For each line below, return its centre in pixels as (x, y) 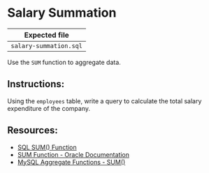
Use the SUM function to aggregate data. (64, 62)
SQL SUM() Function (47, 147)
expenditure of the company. (49, 108)
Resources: (33, 130)
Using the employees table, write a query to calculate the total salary (104, 101)
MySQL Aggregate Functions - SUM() (71, 162)
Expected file (47, 35)
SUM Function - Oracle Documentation (73, 154)
